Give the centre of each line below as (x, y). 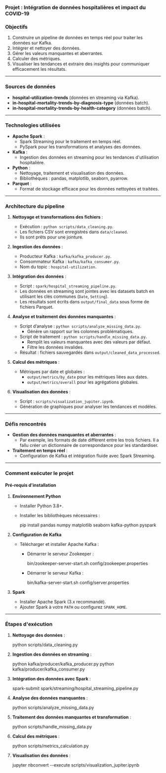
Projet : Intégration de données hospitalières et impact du (75, 7)
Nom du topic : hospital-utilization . (58, 267)
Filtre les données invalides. (55, 347)
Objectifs (17, 27)
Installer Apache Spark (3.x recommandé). (63, 602)
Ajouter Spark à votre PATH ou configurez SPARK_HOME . (73, 607)
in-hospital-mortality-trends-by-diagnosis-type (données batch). (81, 102)
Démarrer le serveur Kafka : (55, 573)
